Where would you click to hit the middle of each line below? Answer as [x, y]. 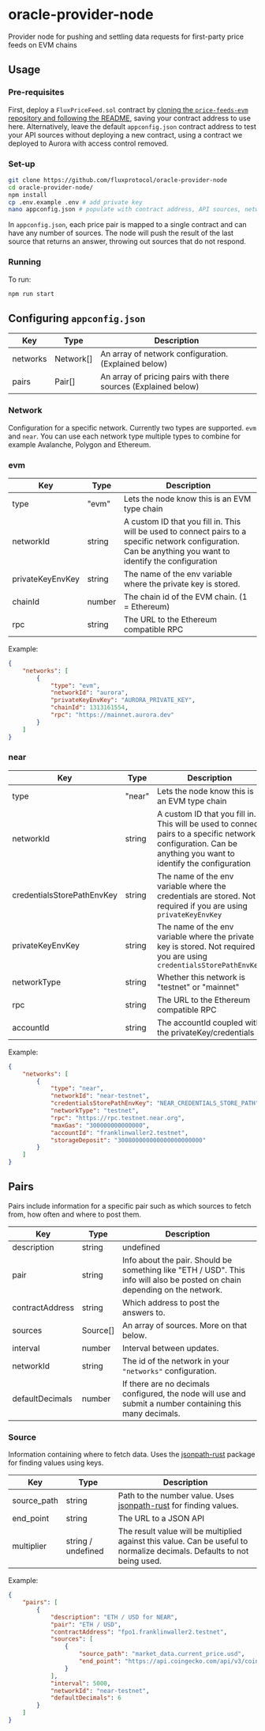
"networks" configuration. [169, 1371]
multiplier [30, 1547]
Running [25, 262]
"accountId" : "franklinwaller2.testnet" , [119, 1133]
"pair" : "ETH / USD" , [86, 1624]
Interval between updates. [170, 1348]
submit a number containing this [182, 1403]
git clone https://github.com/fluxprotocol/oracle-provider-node [118, 180]
